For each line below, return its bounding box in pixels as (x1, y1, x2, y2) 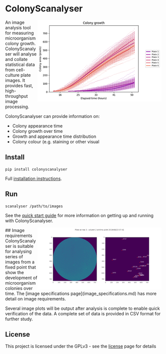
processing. (5, 104, 30, 110)
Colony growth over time (12, 128, 63, 134)
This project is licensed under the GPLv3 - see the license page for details (5, 343, 157, 350)
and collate (5, 56, 28, 62)
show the (5, 269, 24, 275)
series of (5, 253, 23, 259)
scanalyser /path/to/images (5, 204, 63, 209)
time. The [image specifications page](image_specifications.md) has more (5, 291, 157, 296)
